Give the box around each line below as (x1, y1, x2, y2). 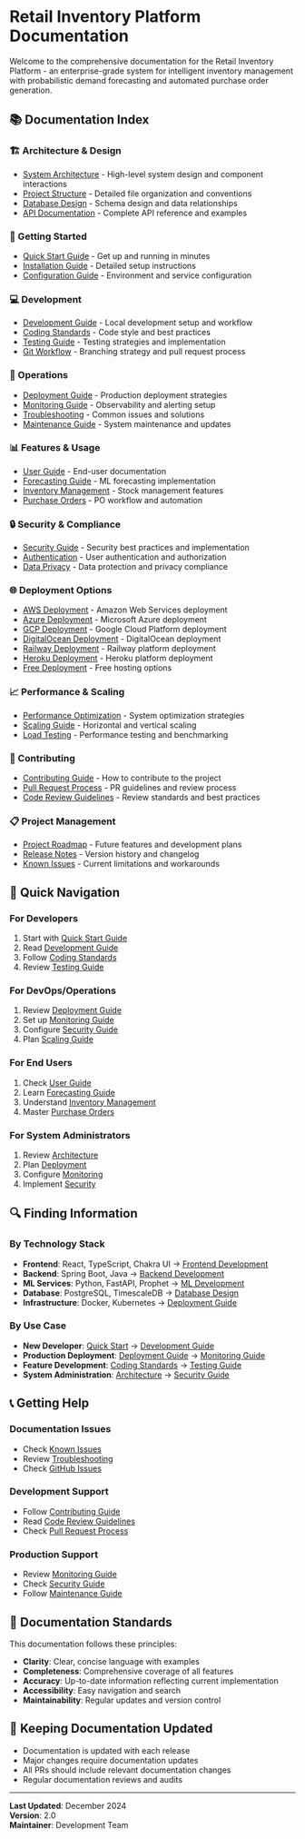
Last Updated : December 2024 (9, 1800, 127, 1811)
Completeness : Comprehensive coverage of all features (22, 1665, 234, 1676)
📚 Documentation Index (9, 112, 150, 128)
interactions (22, 178, 68, 189)
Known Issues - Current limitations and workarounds (22, 859, 221, 870)
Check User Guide (22, 1077, 93, 1088)
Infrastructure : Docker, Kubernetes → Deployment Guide (22, 1297, 238, 1307)
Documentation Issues (9, 1423, 112, 1436)
